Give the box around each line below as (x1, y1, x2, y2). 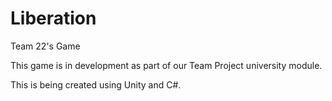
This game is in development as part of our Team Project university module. (10, 59, 323, 71)
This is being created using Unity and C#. (10, 78, 182, 91)
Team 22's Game (10, 40, 81, 52)
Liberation (10, 7, 97, 30)
